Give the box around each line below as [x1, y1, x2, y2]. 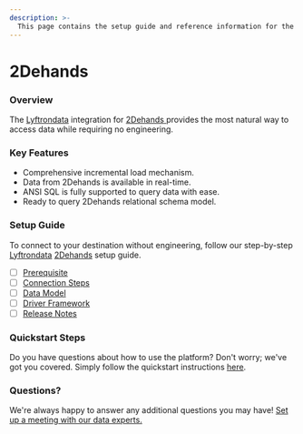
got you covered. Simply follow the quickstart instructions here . [9, 361, 247, 373]
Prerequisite [22, 267, 68, 278]
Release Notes [22, 308, 77, 318]
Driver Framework [22, 298, 91, 308]
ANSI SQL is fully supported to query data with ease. [22, 187, 220, 197]
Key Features [9, 146, 70, 159]
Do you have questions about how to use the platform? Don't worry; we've [9, 352, 288, 363]
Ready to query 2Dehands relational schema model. [22, 197, 217, 207]
